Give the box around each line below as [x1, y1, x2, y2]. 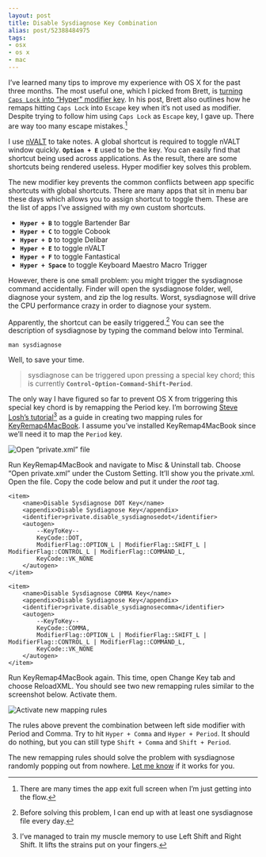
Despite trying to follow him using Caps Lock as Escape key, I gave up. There [8, 111, 255, 121]
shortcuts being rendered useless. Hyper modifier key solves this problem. [8, 162, 252, 171]
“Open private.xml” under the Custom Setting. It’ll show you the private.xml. [8, 468, 256, 478]
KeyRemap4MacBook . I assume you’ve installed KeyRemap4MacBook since [8, 421, 256, 430]
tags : [8, 33, 26, 42]
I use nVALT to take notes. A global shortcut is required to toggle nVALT [8, 136, 241, 146]
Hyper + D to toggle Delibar [19, 235, 108, 244]
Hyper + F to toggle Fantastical [19, 252, 120, 261]
